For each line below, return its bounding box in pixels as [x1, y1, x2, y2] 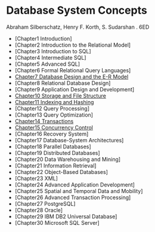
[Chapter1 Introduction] [14, 35, 72, 42]
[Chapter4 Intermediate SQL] [14, 54, 86, 61]
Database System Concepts [6, 4, 147, 17]
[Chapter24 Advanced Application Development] [14, 181, 135, 188]
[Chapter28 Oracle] [14, 206, 63, 213]
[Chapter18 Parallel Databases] [14, 143, 91, 150]
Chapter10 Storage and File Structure [14, 92, 106, 99]
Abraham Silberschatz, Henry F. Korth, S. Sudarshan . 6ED [6, 23, 150, 30]
